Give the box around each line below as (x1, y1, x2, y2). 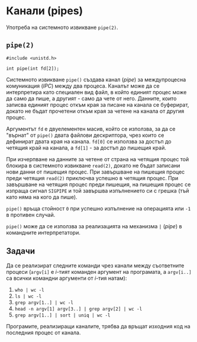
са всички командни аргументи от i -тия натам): (6, 274, 127, 282)
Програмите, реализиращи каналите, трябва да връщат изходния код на (6, 322, 190, 330)
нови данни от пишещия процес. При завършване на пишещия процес (6, 168, 185, 175)
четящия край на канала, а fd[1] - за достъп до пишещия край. (6, 144, 167, 151)
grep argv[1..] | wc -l (14, 299, 74, 306)
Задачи (6, 246, 35, 256)
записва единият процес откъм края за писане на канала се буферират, (6, 101, 189, 108)
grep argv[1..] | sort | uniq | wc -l (14, 312, 111, 318)
